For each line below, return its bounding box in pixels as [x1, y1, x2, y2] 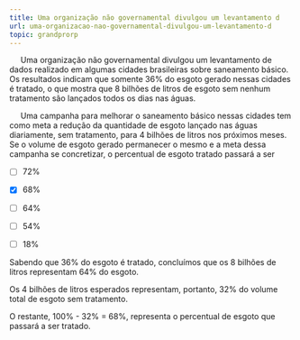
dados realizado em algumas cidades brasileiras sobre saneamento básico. [9, 64, 289, 75]
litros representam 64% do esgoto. [9, 266, 140, 277]
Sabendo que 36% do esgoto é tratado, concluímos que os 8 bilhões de [9, 256, 277, 267]
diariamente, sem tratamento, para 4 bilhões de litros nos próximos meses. [9, 130, 287, 141]
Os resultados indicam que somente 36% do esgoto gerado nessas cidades [9, 74, 291, 85]
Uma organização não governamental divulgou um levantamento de [20, 55, 272, 66]
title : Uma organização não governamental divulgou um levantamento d [9, 13, 280, 23]
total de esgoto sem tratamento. [9, 293, 129, 304]
